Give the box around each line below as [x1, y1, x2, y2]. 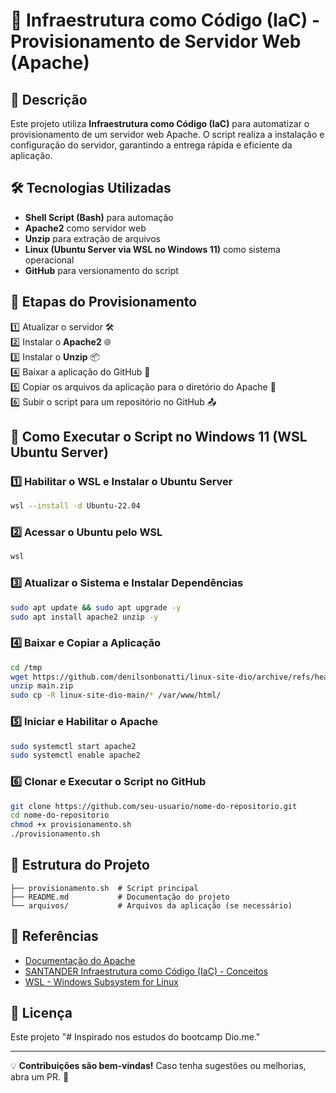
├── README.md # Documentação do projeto [10, 892, 230, 902]
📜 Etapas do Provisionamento [10, 294, 198, 311]
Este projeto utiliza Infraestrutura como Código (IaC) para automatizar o [10, 118, 310, 129]
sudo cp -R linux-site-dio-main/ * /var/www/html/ [10, 690, 222, 701]
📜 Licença [10, 1005, 73, 1022]
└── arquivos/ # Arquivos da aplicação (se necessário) [10, 900, 293, 911]
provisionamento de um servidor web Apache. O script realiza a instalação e [10, 129, 325, 140]
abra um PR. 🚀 [10, 1071, 70, 1083]
